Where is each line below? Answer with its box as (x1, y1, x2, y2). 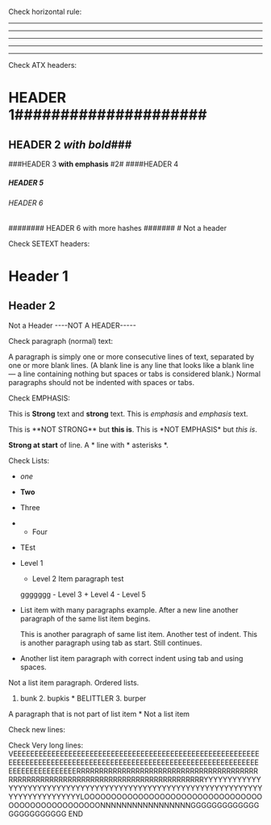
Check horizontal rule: (8, 7, 82, 16)
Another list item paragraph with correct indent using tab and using (19, 653, 244, 663)
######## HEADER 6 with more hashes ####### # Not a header (8, 223, 227, 232)
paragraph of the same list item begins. (19, 614, 151, 623)
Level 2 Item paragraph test (31, 573, 124, 584)
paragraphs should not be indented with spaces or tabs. (8, 377, 195, 387)
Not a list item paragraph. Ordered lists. (8, 677, 140, 687)
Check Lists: (8, 455, 50, 465)
